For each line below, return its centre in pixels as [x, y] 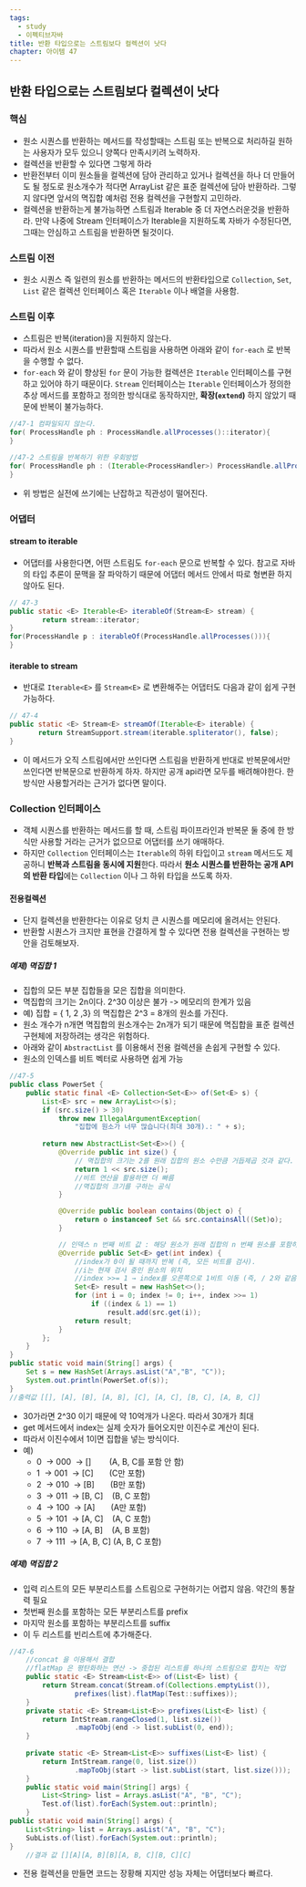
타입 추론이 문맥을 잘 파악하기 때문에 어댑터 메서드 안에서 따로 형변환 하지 [163, 574]
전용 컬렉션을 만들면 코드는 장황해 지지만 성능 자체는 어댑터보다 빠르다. [148, 1873]
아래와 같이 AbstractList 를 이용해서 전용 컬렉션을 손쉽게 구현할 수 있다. [151, 1047]
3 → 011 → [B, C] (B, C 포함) [93, 1496]
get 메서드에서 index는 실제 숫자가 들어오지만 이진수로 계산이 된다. [141, 1427]
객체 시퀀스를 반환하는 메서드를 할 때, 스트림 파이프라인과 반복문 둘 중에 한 [153, 830]
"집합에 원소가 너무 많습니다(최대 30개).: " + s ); [160, 1127]
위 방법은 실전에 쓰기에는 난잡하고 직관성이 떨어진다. [115, 492]
